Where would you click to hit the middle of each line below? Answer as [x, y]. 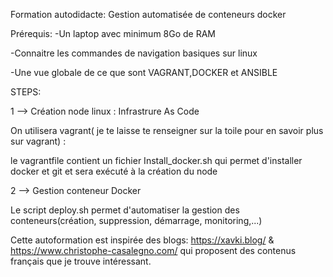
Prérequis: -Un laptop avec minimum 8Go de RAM [113, 33]
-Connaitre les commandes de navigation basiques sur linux [134, 53]
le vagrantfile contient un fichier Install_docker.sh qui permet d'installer [156, 160]
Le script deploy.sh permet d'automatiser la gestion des [125, 210]
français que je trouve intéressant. [81, 261]
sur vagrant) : [38, 141]
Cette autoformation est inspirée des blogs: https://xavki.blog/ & [142, 240]
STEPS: [26, 92]
